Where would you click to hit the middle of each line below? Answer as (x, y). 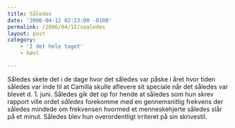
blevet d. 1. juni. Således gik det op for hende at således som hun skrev (110, 94)
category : (22, 40)
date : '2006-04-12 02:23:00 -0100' (60, 20)
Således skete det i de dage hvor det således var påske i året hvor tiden (112, 79)
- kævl (30, 53)
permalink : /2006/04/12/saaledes (56, 27)
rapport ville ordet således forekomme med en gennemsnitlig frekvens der (115, 101)
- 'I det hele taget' (52, 46)
